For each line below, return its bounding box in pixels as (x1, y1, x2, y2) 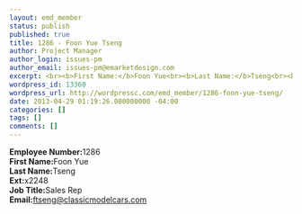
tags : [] (9, 113, 42, 122)
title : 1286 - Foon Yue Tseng (9, 38, 123, 48)
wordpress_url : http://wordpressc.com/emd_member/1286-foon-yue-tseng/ (9, 88, 283, 97)
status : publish (9, 22, 70, 31)
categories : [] (9, 105, 67, 114)
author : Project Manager (9, 47, 102, 56)
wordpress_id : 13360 (9, 80, 87, 89)
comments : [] (9, 122, 58, 131)
